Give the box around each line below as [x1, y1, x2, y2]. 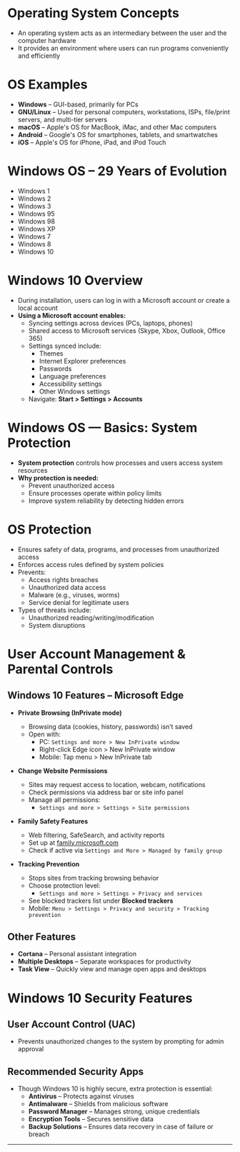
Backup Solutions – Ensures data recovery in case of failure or [28, 1123, 214, 1131]
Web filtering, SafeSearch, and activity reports [28, 831, 165, 839]
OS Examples [7, 76, 88, 93]
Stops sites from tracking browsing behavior [28, 873, 159, 882]
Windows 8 [17, 239, 51, 248]
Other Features [7, 931, 76, 943]
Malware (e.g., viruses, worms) [28, 591, 120, 599]
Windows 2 [17, 194, 51, 203]
